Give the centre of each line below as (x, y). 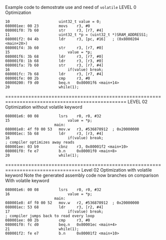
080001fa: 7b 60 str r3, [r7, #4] (54, 65)
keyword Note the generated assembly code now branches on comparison (82, 175)
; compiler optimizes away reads (40, 142)
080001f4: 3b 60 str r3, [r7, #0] (54, 48)
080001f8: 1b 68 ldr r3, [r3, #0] (54, 61)
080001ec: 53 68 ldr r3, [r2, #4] (54, 207)
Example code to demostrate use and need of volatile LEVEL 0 (71, 7)
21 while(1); (42, 229)
